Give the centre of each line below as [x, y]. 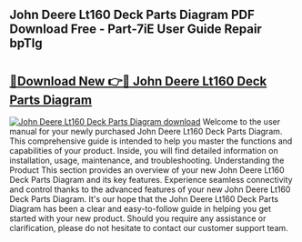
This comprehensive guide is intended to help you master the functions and [151, 141]
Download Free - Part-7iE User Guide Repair [136, 30]
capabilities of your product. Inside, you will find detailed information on [144, 151]
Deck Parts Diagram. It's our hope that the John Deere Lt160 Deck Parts [144, 199]
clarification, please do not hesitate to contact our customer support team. [149, 228]
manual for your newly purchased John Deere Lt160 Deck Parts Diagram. [146, 131]
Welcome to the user [241, 121]
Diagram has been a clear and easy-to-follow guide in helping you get [140, 209]
